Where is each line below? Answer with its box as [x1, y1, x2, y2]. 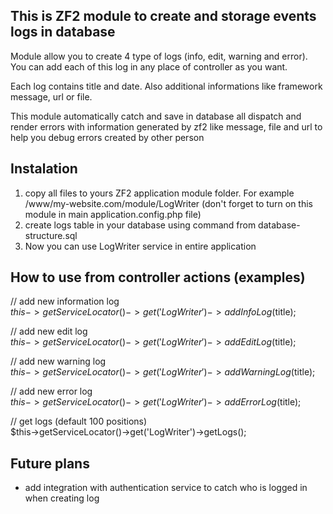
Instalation [10, 160, 78, 178]
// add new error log [10, 385, 93, 398]
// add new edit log [10, 325, 88, 338]
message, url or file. [10, 90, 93, 103]
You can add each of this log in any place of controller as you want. [10, 60, 288, 73]
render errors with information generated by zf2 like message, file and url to [10, 120, 323, 133]
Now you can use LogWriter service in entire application [24, 240, 257, 252]
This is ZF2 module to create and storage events [10, 8, 317, 25]
